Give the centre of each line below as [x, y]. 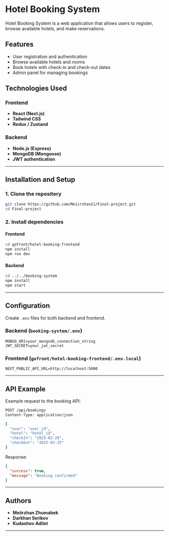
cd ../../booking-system [31, 276]
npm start [16, 285]
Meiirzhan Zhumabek [35, 513]
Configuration [28, 306]
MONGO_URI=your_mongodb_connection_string [50, 341]
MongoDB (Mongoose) [37, 154]
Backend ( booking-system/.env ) [44, 331]
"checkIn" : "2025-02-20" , [37, 438]
